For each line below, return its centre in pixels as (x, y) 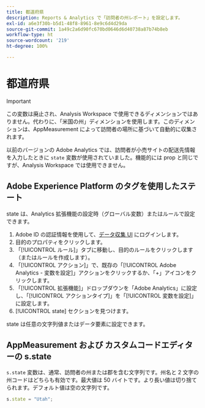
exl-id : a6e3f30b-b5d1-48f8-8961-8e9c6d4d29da (67, 23)
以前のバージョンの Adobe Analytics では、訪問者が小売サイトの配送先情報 (101, 149)
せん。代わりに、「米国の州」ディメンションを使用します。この (95, 121)
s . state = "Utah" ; (30, 399)
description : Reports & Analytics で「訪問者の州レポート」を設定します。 (95, 18)
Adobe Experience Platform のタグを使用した (93, 187)
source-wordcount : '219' (38, 40)
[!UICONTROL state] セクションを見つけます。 (73, 311)
